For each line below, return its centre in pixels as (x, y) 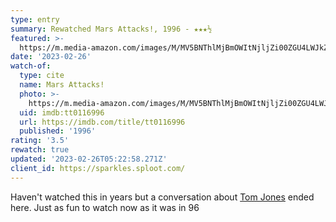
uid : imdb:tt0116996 (62, 112)
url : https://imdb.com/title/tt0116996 (102, 122)
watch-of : (31, 66)
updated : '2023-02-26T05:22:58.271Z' (89, 159)
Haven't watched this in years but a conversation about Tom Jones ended (162, 197)
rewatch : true (40, 150)
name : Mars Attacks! (62, 85)
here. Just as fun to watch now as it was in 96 (105, 207)
